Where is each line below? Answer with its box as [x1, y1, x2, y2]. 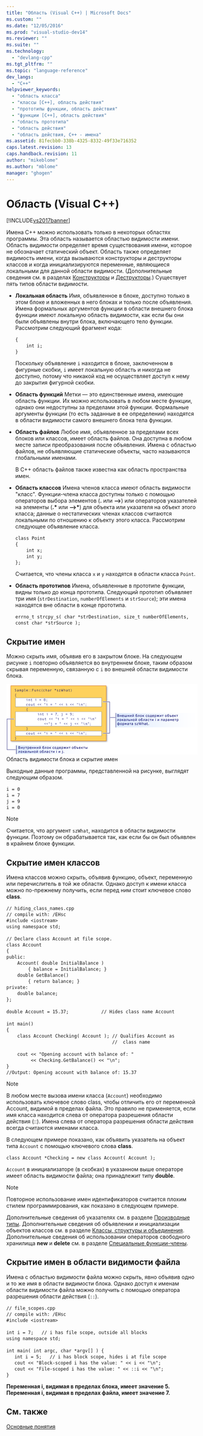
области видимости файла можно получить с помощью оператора [6, 1286, 181, 1293]
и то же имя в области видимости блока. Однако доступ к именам [6, 1279, 179, 1287]
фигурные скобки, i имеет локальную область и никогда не [15, 366, 171, 374]
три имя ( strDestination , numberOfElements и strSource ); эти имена [15, 595, 187, 603]
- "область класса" [12, 93, 61, 100]
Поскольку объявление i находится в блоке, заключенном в [15, 360, 173, 367]
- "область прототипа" [12, 118, 69, 125]
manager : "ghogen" [6, 170, 53, 176]
